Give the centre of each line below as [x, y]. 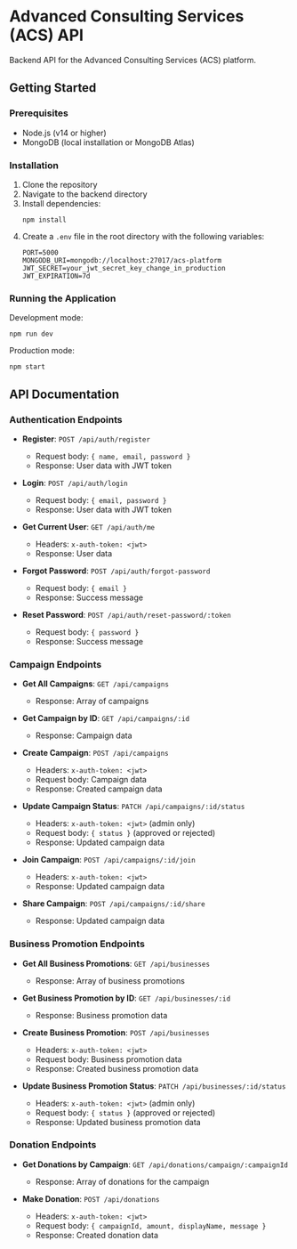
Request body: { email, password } [101, 499]
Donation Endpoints [53, 1145]
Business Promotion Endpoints [77, 944]
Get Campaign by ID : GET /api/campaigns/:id [105, 718]
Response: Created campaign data [99, 789]
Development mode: [46, 318]
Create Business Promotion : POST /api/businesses [116, 1032]
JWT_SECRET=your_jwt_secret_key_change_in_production [124, 268]
